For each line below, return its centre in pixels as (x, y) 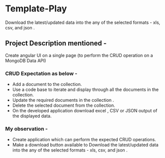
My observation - (27, 129)
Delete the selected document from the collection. (64, 105)
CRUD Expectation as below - (41, 74)
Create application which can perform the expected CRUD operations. (84, 140)
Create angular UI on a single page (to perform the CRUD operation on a (79, 55)
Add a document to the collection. (47, 84)
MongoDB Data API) (26, 61)
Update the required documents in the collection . (63, 100)
